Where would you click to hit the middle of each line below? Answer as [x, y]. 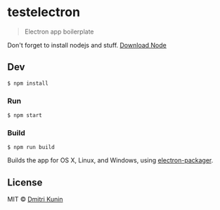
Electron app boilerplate [59, 31]
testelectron [44, 12]
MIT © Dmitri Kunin [35, 199]
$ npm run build [31, 148]
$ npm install [28, 83]
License [25, 182]
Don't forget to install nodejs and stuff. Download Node [87, 45]
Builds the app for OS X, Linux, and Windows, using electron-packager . [110, 160]
